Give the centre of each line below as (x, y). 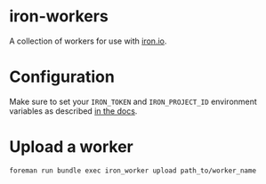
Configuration (62, 77)
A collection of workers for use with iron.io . (88, 41)
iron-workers (59, 16)
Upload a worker (71, 147)
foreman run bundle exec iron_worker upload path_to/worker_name (133, 171)
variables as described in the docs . (73, 111)
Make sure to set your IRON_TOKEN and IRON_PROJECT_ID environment (133, 101)
